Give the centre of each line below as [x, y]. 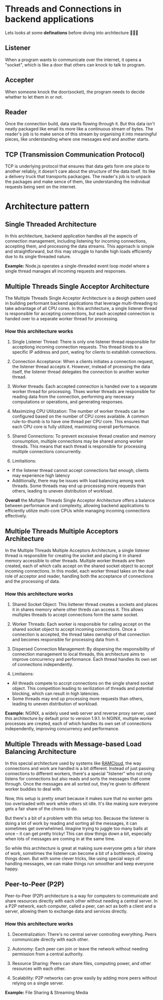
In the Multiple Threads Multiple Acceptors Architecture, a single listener [77, 550]
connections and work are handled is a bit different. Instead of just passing [80, 769]
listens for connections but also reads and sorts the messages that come [78, 779]
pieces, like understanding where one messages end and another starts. [77, 139]
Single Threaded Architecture [51, 224]
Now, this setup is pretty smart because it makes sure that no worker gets [79, 799]
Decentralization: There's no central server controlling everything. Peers [84, 934]
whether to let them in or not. [34, 97]
